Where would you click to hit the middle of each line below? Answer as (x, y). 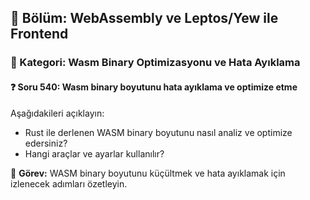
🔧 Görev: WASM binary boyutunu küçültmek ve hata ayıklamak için (148, 173)
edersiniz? (46, 143)
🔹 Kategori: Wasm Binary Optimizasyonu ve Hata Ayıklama (155, 63)
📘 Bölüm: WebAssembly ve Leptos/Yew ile (144, 18)
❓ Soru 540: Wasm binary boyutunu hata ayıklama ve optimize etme (154, 87)
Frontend (39, 34)
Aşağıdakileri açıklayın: (57, 113)
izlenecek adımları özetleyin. (69, 183)
